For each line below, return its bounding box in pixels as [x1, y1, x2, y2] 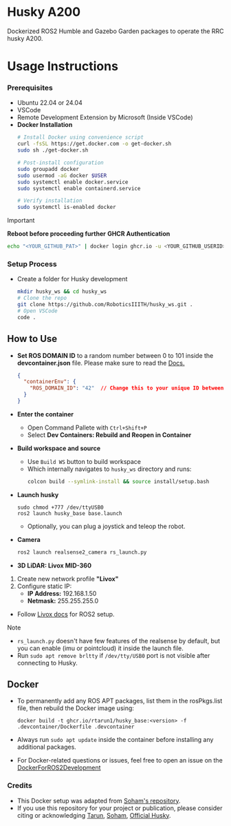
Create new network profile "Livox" [16, 574, 119, 583]
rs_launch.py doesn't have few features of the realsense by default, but [16, 636, 221, 645]
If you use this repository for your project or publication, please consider [16, 804, 223, 812]
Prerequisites [7, 83, 53, 93]
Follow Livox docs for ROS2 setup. [16, 610, 115, 618]
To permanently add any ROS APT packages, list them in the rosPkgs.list [16, 697, 223, 705]
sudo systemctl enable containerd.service [16, 185, 141, 192]
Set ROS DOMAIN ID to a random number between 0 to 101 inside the [16, 351, 214, 359]
